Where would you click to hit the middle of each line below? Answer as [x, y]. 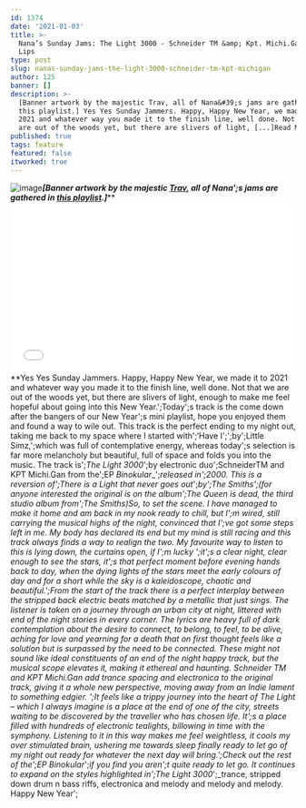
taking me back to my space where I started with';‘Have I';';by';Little [137, 435]
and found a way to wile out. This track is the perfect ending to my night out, [153, 426]
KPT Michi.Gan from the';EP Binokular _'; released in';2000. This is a [136, 474]
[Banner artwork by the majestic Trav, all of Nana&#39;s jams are [149, 102]
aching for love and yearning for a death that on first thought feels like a [146, 639]
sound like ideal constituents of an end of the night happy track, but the [145, 658]
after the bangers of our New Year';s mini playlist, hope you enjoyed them [148, 416]
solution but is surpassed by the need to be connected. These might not [145, 648]
